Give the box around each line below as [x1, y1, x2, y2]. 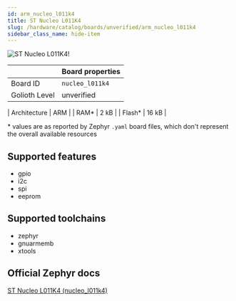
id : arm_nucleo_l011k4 [7, 10, 75, 18]
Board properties [61, 67, 121, 77]
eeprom [17, 192, 41, 201]
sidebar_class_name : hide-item [7, 30, 101, 38]
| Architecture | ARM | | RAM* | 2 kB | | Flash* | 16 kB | [7, 108, 167, 117]
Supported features [7, 150, 97, 162]
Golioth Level [11, 90, 55, 100]
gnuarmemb [17, 239, 54, 248]
